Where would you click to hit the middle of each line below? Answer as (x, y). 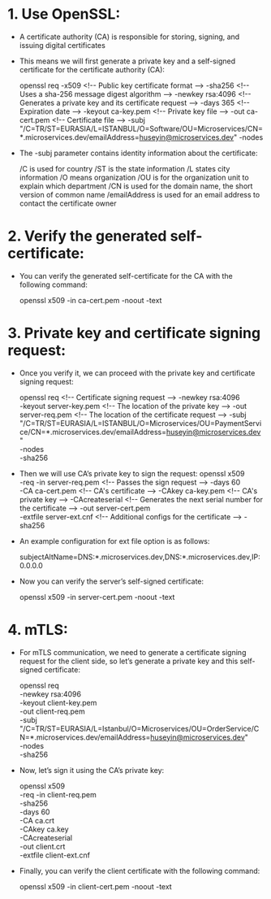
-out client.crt (42, 846)
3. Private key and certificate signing (134, 333)
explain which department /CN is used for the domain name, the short (136, 186)
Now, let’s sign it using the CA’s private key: (92, 770)
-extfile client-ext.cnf (55, 855)
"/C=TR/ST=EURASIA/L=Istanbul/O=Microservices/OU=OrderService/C (139, 728)
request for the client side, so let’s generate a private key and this (129, 661)
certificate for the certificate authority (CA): (92, 69)
